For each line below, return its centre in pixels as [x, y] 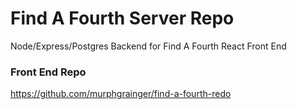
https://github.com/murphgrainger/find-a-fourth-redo [121, 94]
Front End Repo [48, 72]
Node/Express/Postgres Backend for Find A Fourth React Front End [148, 46]
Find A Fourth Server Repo [122, 18]
